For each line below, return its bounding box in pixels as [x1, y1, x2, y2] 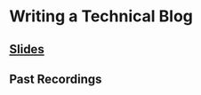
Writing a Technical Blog [9, 6, 193, 27]
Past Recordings [9, 71, 102, 86]
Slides [9, 42, 44, 57]
